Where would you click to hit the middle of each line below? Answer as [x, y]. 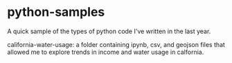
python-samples [56, 12]
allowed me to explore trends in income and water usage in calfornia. [106, 52]
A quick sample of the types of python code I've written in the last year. [109, 31]
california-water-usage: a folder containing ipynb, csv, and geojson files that [116, 44]
